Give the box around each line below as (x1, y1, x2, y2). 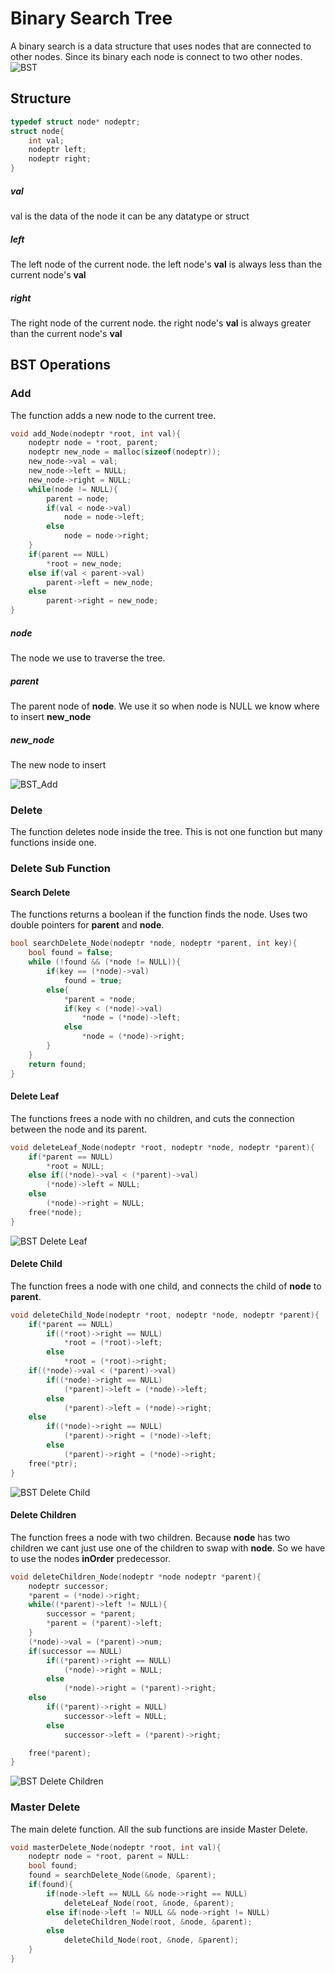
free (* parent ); (28, 1748, 92, 1758)
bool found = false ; (28, 948, 114, 958)
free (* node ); (28, 1207, 83, 1217)
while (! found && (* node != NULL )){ (28, 957, 182, 967)
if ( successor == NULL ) (28, 1646, 123, 1656)
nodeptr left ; (28, 145, 87, 155)
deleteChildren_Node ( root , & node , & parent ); (63, 1917, 253, 1927)
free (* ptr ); (28, 1458, 78, 1469)
